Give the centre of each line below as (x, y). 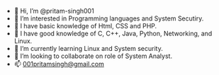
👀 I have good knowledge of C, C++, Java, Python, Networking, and (113, 33)
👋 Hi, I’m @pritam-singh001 (54, 11)
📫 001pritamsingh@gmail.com (59, 64)
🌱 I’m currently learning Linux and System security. (88, 48)
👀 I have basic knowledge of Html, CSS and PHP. (85, 26)
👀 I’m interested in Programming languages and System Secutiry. (109, 18)
